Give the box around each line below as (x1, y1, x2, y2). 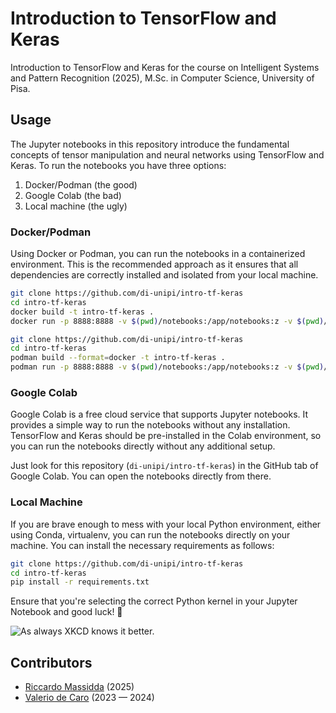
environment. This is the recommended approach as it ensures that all (10, 258, 299, 271)
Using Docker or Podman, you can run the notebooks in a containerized (10, 248, 306, 260)
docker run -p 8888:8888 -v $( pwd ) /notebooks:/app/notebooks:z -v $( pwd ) (10, 316, 325, 326)
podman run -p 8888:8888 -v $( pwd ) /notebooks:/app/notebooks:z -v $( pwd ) (10, 362, 325, 372)
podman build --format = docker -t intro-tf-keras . (10, 353, 226, 363)
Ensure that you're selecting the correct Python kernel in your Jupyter (10, 595, 298, 607)
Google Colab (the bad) (24, 189, 122, 201)
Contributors (10, 654, 93, 671)
